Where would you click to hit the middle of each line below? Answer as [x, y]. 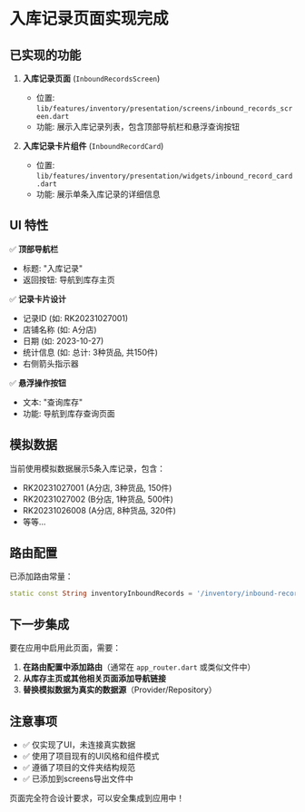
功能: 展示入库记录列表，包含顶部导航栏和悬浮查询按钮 [138, 127]
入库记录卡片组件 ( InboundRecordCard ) [93, 146]
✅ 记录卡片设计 [38, 298]
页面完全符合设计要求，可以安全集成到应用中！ [97, 797]
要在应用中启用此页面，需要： [65, 648]
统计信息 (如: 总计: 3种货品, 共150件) [90, 352]
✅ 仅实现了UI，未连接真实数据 [79, 744]
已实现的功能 [45, 55]
